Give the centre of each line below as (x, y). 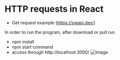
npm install (23, 42)
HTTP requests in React (54, 9)
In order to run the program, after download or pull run (60, 32)
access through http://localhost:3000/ (51, 52)
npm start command (32, 47)
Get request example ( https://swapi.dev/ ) (54, 23)
